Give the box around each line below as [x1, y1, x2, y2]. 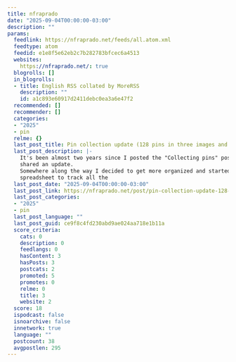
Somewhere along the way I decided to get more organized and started [20, 167, 231, 175]
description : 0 [20, 239, 65, 246]
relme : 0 [20, 285, 46, 292]
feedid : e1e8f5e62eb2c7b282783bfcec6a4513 [13, 50, 140, 57]
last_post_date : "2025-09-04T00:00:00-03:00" [13, 180, 150, 187]
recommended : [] [13, 102, 61, 109]
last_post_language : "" [13, 213, 83, 220]
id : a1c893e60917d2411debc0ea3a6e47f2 [20, 96, 133, 103]
